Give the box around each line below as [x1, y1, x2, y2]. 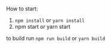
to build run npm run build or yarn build [6, 35, 106, 41]
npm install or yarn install [14, 17, 85, 23]
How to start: [6, 5, 38, 12]
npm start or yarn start [14, 23, 70, 30]
